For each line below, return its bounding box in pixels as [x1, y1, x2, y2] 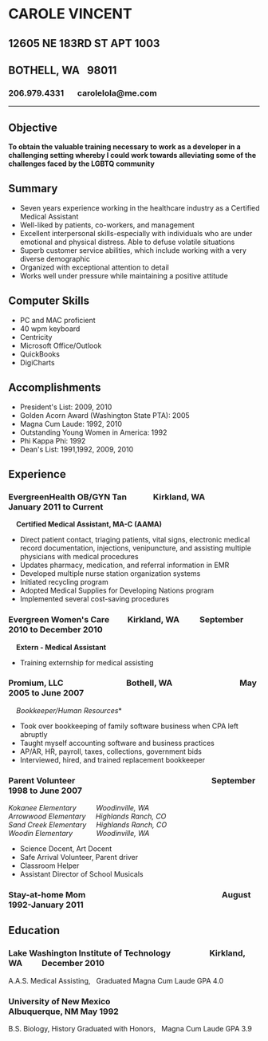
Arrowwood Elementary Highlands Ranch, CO [8, 811, 167, 822]
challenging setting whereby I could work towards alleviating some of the [8, 151, 257, 160]
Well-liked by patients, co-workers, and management [19, 220, 195, 230]
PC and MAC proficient [19, 315, 96, 325]
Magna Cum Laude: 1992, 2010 [19, 419, 122, 428]
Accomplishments [8, 381, 101, 395]
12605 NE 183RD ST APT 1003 [8, 37, 160, 50]
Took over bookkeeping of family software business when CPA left [19, 721, 239, 731]
